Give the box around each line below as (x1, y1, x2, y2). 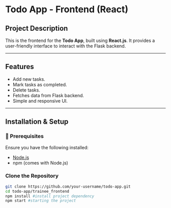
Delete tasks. (12, 87, 41, 93)
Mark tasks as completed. (12, 81, 67, 87)
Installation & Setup (5, 118, 69, 126)
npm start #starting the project (5, 198, 76, 203)
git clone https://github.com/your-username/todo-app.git (5, 184, 131, 189)
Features (5, 62, 34, 71)
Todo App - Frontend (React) (5, 4, 129, 15)
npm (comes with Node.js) (12, 159, 69, 166)
